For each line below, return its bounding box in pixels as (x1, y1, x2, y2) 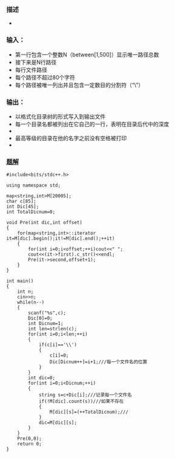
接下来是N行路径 (15, 58, 57, 66)
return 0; (17, 441, 42, 447)
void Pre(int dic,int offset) (6, 220, 83, 226)
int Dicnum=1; (28, 321, 64, 327)
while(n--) (17, 299, 45, 306)
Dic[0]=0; (28, 315, 53, 321)
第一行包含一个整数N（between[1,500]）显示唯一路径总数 (15, 50, 159, 58)
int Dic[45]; (6, 203, 39, 210)
